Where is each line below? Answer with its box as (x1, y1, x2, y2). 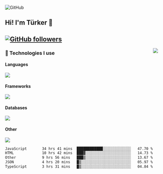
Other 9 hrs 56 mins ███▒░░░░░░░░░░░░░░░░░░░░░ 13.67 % (5, 155, 153, 160)
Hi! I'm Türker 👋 (5, 18, 53, 27)
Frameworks (5, 83, 31, 89)
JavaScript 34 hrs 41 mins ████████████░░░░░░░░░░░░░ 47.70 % (5, 146, 153, 151)
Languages (5, 62, 28, 67)
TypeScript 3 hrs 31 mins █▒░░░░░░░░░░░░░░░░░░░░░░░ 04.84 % (5, 164, 153, 169)
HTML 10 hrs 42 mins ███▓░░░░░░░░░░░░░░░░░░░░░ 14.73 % (5, 151, 153, 156)
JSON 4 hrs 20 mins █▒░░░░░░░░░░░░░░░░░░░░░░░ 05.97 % (5, 160, 153, 165)
